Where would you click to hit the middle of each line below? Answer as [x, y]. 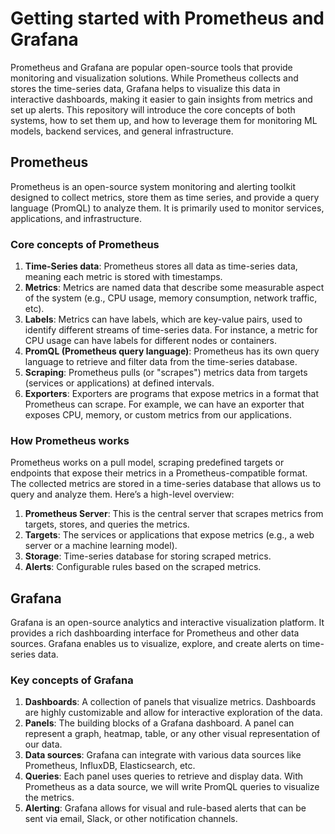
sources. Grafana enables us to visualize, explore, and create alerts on [155, 644]
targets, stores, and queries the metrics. [107, 524]
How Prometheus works [70, 440]
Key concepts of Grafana [72, 680]
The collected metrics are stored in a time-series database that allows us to [166, 484]
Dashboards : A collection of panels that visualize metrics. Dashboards [170, 702]
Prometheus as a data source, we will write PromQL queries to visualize [172, 787]
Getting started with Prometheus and [167, 18]
